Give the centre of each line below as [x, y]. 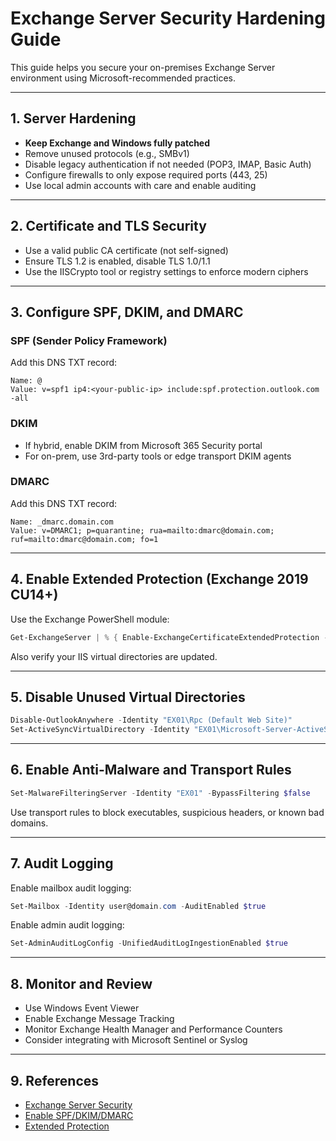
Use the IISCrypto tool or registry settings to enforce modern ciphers [166, 271]
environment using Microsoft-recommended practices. [123, 78]
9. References [55, 1080]
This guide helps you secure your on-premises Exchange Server [143, 67]
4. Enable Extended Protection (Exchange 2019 [159, 579]
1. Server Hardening [73, 118]
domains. [29, 823]
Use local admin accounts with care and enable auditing [140, 185]
